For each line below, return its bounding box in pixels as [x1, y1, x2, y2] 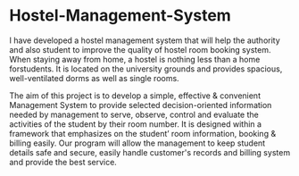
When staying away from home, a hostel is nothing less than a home [9, 54, 261, 64]
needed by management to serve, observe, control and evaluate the [9, 109, 259, 120]
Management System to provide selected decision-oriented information [9, 99, 272, 110]
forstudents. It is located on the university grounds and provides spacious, [9, 63, 283, 74]
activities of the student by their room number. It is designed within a [9, 118, 262, 130]
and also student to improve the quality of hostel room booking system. [9, 44, 271, 54]
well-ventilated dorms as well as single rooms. [9, 72, 180, 83]
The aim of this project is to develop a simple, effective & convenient [9, 90, 262, 101]
